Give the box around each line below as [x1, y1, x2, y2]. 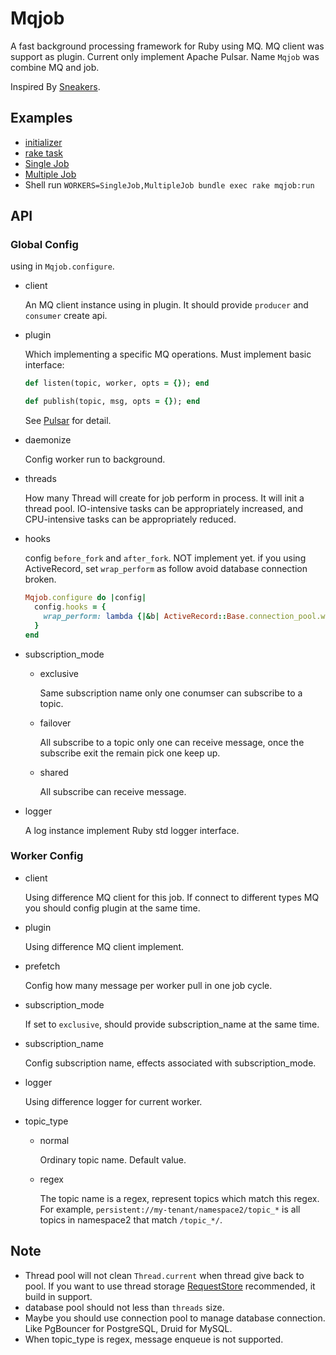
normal [39, 1134, 70, 1146]
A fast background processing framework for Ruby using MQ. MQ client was [10, 40, 325, 52]
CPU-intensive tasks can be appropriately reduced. [24, 513, 237, 526]
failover [39, 717, 72, 729]
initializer [24, 136, 63, 148]
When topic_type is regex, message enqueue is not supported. [24, 1333, 284, 1345]
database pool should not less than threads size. [24, 1301, 225, 1313]
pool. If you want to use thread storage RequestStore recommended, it [24, 1280, 316, 1292]
